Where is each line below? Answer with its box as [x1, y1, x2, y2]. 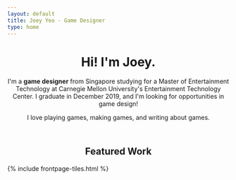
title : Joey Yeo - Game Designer [7, 17, 106, 24]
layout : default [7, 10, 55, 18]
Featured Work [85, 145, 152, 157]
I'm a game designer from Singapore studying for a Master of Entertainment [7, 77, 230, 85]
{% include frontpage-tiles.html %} [7, 164, 109, 173]
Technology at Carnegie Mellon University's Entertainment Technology [15, 85, 221, 93]
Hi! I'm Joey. [80, 54, 156, 70]
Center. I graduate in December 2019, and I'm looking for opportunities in [12, 92, 225, 101]
